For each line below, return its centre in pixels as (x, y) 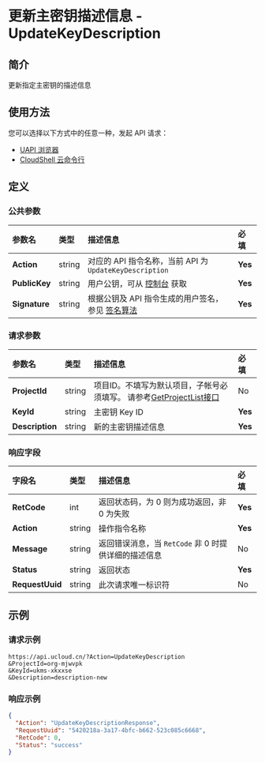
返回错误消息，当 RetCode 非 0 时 (159, 543)
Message (30, 549)
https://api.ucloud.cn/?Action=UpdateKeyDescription (97, 656)
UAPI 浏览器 (39, 149)
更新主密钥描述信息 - (75, 16)
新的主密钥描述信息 (129, 427)
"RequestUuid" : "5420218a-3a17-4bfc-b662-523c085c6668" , (111, 730)
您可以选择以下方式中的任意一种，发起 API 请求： (88, 133)
